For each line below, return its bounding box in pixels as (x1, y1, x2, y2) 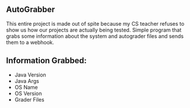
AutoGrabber (6, 5, 55, 15)
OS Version (14, 90, 42, 97)
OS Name (14, 83, 38, 90)
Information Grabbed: (6, 55, 87, 66)
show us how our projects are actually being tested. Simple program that (6, 26, 182, 33)
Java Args (14, 77, 39, 84)
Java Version (14, 71, 46, 78)
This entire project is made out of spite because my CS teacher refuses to (6, 20, 185, 27)
